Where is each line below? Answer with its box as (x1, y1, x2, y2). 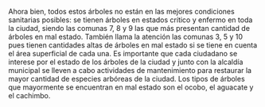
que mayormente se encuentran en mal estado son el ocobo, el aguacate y (8, 82, 254, 92)
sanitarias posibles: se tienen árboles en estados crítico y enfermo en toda (8, 15, 253, 25)
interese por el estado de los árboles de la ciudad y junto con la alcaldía (8, 57, 244, 67)
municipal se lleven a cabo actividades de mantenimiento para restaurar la (8, 66, 252, 75)
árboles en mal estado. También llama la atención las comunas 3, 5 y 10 (8, 32, 243, 41)
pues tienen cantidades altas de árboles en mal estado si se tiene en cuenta (8, 40, 258, 50)
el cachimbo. (8, 91, 51, 100)
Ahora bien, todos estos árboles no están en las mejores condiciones (8, 7, 235, 16)
